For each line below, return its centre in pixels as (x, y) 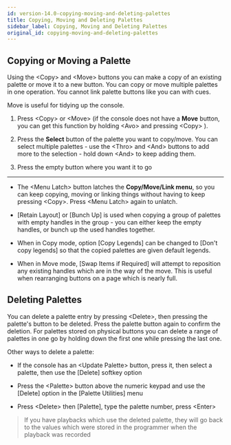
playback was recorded (57, 434)
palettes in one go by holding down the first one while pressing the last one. (114, 338)
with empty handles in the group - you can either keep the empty (109, 222)
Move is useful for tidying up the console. (66, 105)
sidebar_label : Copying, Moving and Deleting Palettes (87, 26)
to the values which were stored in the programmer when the (110, 427)
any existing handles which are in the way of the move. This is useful (114, 271)
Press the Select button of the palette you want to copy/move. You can (118, 139)
